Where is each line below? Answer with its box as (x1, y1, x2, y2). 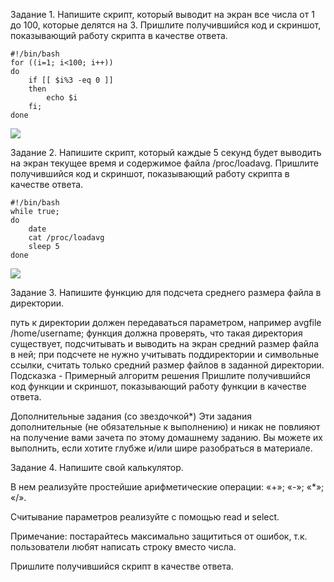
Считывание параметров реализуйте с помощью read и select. (10, 511, 280, 523)
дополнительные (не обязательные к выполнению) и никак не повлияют (10, 421, 321, 433)
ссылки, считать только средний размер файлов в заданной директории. (10, 359, 325, 371)
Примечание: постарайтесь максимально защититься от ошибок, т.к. (10, 530, 308, 542)
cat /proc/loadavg (28, 233, 105, 243)
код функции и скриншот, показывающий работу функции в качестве (10, 380, 307, 392)
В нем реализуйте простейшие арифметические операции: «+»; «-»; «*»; (10, 481, 325, 493)
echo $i (46, 93, 78, 103)
